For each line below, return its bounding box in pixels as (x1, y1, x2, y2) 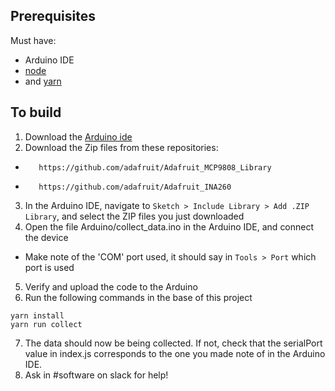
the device (24, 231, 69, 243)
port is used (24, 261, 75, 273)
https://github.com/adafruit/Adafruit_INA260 (38, 182, 232, 192)
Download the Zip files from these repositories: (24, 141, 219, 153)
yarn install (10, 310, 65, 321)
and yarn (24, 75, 62, 87)
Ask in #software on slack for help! (24, 369, 169, 381)
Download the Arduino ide (24, 130, 133, 143)
